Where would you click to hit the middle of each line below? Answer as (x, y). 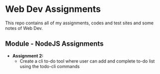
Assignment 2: (28, 56)
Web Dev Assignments (53, 9)
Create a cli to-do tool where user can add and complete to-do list (87, 61)
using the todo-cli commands (50, 66)
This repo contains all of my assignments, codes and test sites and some (79, 23)
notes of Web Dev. (24, 28)
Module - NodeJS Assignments (54, 44)
